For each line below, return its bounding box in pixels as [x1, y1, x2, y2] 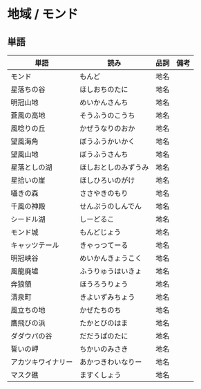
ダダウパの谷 [10, 332, 53, 341]
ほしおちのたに [79, 84, 128, 94]
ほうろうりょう [79, 280, 128, 289]
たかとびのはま [79, 318, 128, 327]
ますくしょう [79, 370, 122, 379]
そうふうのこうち [79, 111, 135, 120]
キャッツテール [10, 240, 60, 250]
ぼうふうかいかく [79, 136, 135, 146]
